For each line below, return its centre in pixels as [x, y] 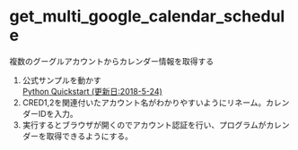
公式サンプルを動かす [61, 80]
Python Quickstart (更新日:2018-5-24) [92, 91]
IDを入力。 [58, 113]
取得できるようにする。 [89, 136]
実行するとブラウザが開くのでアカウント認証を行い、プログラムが [144, 125]
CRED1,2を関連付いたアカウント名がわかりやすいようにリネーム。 [144, 102]
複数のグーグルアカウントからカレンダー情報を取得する [111, 61]
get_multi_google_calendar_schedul [147, 17]
